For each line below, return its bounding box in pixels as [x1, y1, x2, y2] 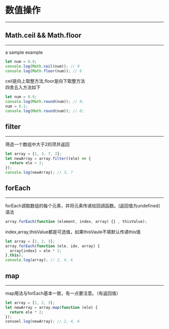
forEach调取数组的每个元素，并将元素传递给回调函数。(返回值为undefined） [5, 203, 163, 209]
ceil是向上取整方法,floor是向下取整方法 [5, 78, 86, 84]
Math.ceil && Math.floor [5, 31, 81, 40]
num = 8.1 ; [5, 104, 28, 109]
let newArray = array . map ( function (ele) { [5, 305, 98, 310]
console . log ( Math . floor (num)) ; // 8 [5, 69, 82, 74]
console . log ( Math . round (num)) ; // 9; [5, 99, 84, 104]
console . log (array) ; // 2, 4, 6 [5, 257, 73, 262]
